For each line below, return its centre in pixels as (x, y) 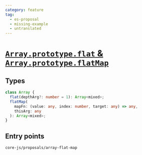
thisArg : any (28, 111)
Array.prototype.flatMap (57, 63)
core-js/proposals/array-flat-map (41, 148)
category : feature (24, 10)
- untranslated (26, 29)
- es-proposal (24, 19)
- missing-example (29, 24)
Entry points (25, 136)
